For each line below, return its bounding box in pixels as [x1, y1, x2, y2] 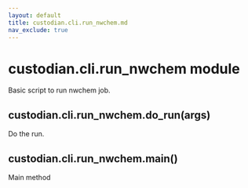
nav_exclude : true [8, 26, 68, 34]
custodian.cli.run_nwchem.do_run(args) [8, 108, 211, 121]
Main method [8, 172, 51, 182]
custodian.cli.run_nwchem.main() [8, 152, 178, 165]
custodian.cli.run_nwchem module [8, 60, 241, 78]
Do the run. [8, 129, 45, 139]
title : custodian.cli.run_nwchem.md [8, 19, 128, 27]
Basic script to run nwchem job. [8, 85, 111, 95]
